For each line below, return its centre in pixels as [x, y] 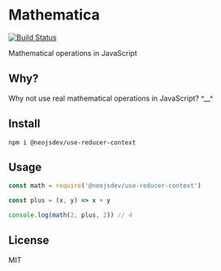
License [29, 241]
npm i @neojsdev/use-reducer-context [72, 142]
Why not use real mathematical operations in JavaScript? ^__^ [111, 98]
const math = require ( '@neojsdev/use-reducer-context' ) [105, 186]
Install [24, 124]
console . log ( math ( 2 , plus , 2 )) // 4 [70, 215]
